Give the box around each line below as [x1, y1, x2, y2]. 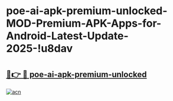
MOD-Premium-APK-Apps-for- [6, 17, 162, 30]
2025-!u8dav [6, 42, 73, 56]
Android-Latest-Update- [6, 30, 129, 43]
